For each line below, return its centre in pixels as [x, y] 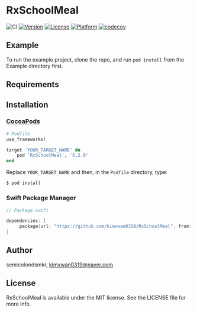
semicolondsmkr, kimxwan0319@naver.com [60, 265]
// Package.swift [28, 210]
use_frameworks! [26, 139]
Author [19, 250]
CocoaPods [23, 121]
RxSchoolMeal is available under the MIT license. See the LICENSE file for [96, 297]
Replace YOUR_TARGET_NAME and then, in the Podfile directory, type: [87, 172]
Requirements [33, 84]
